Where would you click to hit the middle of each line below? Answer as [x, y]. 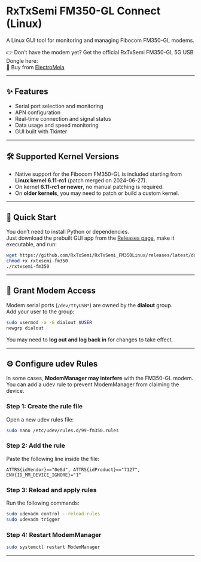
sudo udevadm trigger [33, 520]
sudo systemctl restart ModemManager [53, 547]
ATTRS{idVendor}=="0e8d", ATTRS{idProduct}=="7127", [73, 470]
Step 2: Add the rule [36, 445]
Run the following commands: [43, 503]
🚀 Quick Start [31, 217]
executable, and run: [31, 245]
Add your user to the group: [40, 311]
